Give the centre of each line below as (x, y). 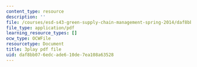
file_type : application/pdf (40, 28)
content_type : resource (35, 11)
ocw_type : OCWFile (28, 38)
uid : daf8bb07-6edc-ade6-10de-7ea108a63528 (60, 55)
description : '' (26, 17)
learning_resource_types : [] (42, 33)
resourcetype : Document (35, 44)
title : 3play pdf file (34, 50)
